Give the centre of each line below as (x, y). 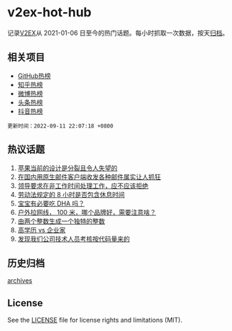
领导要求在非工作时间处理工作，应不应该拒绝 (83, 186)
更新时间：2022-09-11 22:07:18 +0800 (60, 126)
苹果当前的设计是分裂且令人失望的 (67, 168)
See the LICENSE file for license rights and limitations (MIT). (95, 320)
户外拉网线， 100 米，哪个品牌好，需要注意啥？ (87, 212)
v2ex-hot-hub (50, 12)
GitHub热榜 (34, 76)
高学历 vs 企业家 (42, 230)
